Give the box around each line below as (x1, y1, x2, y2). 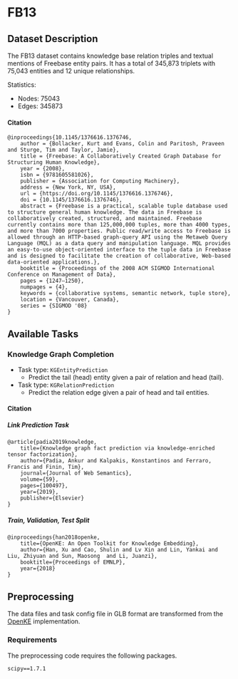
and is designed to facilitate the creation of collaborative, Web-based (7, 252, 232, 260)
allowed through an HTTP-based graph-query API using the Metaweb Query (7, 234, 228, 241)
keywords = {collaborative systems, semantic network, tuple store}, (20, 290, 232, 297)
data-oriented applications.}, (7, 259, 100, 266)
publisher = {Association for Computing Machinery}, (20, 177, 180, 185)
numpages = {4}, (20, 284, 69, 291)
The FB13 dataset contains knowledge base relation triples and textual (7, 51, 214, 60)
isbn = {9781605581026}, (20, 172, 94, 179)
